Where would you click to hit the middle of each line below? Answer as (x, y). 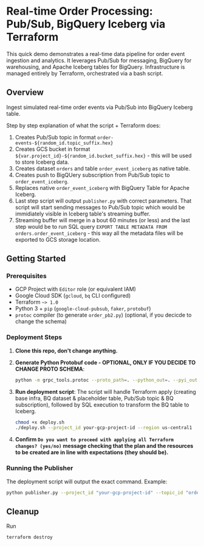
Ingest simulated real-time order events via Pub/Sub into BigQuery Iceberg (100, 107)
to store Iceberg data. (42, 162)
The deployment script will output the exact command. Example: (87, 481)
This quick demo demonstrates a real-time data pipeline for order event (96, 54)
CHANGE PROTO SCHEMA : (50, 369)
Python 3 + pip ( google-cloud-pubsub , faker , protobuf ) (83, 309)
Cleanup (23, 512)
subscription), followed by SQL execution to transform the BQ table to (102, 404)
